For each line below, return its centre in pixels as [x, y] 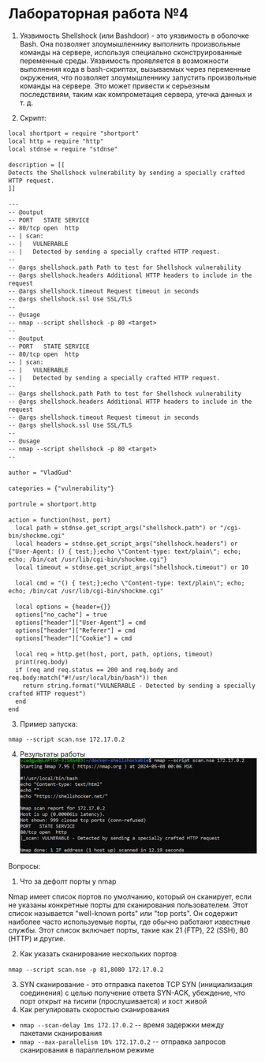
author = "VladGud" [40, 473]
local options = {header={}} [63, 607]
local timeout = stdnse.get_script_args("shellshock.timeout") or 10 [132, 567]
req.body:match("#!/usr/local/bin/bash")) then [88, 678]
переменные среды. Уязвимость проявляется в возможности [124, 61]
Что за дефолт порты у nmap [68, 881]
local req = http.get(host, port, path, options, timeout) [114, 654]
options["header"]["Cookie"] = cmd [74, 638]
